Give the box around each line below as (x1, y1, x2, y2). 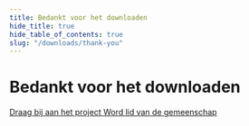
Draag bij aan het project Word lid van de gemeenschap (9, 107, 217, 118)
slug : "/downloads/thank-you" (9, 38, 124, 48)
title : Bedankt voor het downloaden (9, 13, 148, 22)
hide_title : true (9, 22, 75, 31)
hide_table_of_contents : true (9, 30, 124, 39)
